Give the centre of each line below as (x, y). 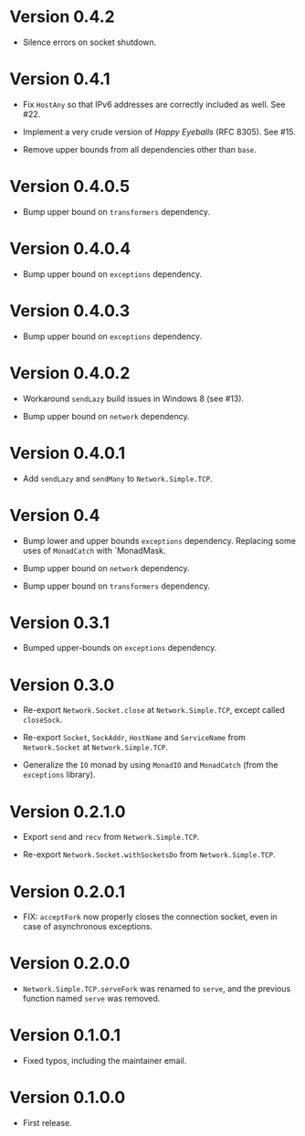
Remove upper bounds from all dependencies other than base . (140, 149)
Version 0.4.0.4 (70, 249)
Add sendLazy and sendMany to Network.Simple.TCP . (117, 478)
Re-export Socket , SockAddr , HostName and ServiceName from (134, 738)
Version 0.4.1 (60, 79)
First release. (47, 1123)
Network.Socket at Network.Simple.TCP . (95, 748)
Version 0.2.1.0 (68, 812)
